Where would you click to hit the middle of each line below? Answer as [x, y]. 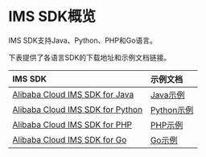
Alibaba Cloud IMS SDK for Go [70, 139]
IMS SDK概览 [52, 17]
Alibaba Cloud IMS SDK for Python [78, 109]
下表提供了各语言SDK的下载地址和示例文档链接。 [90, 57]
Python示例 [172, 109]
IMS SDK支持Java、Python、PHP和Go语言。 [82, 40]
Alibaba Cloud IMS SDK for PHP [72, 124]
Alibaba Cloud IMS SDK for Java [73, 94]
